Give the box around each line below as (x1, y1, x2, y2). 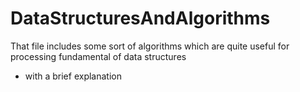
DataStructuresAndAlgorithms (10, 7, 271, 30)
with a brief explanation (24, 70, 122, 82)
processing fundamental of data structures (10, 50, 187, 62)
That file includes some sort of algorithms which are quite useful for (10, 40, 290, 52)
